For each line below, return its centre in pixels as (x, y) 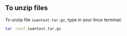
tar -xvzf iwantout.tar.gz (33, 29)
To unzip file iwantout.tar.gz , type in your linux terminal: (63, 19)
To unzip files (27, 8)
